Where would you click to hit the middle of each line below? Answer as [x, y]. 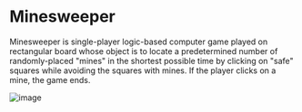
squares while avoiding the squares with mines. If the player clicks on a [143, 70]
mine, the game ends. [50, 79]
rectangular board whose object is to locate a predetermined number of [144, 51]
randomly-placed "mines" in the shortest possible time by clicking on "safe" [151, 61]
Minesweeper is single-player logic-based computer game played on [139, 42]
